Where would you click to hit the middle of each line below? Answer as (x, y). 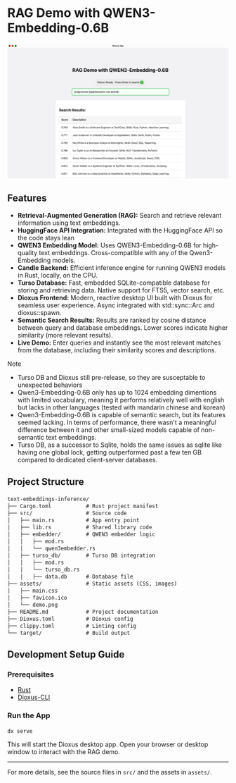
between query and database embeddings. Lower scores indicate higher (123, 327)
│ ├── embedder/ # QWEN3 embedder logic (81, 534)
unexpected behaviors (50, 385)
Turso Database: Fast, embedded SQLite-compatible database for (114, 283)
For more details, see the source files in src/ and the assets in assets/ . (110, 772)
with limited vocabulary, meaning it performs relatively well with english (121, 400)
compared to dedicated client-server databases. (87, 460)
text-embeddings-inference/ (48, 499)
